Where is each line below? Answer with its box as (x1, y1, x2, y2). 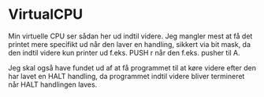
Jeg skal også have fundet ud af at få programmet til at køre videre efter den (8, 63, 256, 72)
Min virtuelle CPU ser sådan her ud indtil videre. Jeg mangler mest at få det (8, 31, 253, 41)
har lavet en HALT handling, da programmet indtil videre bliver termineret (8, 71, 245, 81)
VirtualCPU (8, 5, 84, 23)
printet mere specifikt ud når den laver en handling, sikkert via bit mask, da (8, 39, 251, 48)
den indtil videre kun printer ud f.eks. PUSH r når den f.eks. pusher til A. (8, 48, 240, 57)
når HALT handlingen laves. (8, 80, 98, 89)
